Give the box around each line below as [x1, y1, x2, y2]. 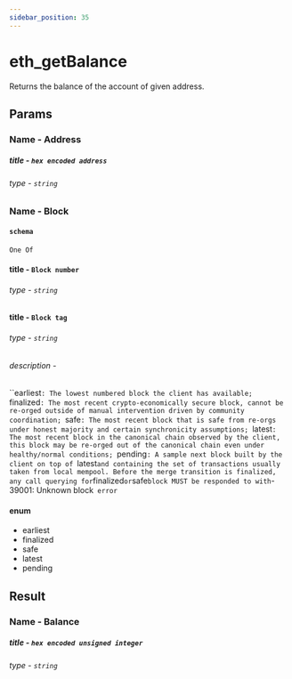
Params [9, 106, 53, 121]
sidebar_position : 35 [9, 12, 90, 22]
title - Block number [9, 264, 80, 275]
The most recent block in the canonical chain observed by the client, [9, 433, 280, 442]
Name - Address [9, 133, 82, 145]
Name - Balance [9, 615, 80, 627]
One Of [9, 246, 34, 255]
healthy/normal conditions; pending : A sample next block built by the [9, 449, 283, 459]
